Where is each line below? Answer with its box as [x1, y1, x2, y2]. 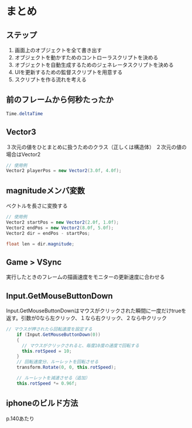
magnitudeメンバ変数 [6, 186, 85, 196]
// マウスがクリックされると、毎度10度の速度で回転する [21, 342, 139, 349]
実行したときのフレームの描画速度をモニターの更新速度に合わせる [6, 274, 165, 281]
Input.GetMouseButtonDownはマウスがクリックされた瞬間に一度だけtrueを [6, 307, 187, 314]
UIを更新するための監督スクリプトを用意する [14, 69, 123, 76]
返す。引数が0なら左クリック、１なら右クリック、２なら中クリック [6, 315, 167, 322]
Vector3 [6, 127, 36, 137]
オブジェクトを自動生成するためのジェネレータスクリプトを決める [14, 62, 174, 68]
